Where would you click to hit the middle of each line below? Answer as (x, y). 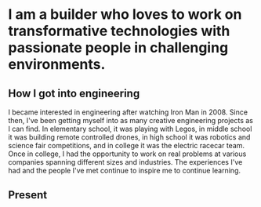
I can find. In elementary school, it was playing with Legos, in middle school (130, 129)
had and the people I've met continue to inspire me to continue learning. (125, 171)
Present (28, 195)
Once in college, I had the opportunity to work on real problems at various (127, 154)
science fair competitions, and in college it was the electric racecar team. (127, 145)
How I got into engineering (74, 93)
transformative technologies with (119, 31)
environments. (57, 65)
